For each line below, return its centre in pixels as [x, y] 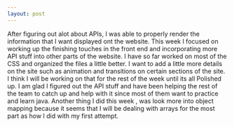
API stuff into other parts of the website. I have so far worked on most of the [117, 56]
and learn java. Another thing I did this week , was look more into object [110, 101]
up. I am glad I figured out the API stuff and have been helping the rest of [112, 86]
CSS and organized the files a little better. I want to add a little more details [115, 63]
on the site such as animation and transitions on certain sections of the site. [116, 71]
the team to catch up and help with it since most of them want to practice [113, 93]
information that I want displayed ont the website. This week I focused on [113, 41]
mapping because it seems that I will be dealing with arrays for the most [111, 108]
